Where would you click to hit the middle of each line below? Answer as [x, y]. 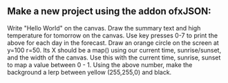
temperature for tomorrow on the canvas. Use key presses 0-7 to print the [113, 35]
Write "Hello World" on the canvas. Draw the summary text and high [104, 28]
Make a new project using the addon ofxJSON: [109, 11]
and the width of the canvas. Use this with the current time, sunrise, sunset [114, 57]
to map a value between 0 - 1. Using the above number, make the [100, 64]
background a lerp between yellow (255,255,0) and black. [89, 72]
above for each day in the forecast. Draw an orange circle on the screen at [113, 43]
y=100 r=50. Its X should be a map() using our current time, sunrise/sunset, [114, 50]
